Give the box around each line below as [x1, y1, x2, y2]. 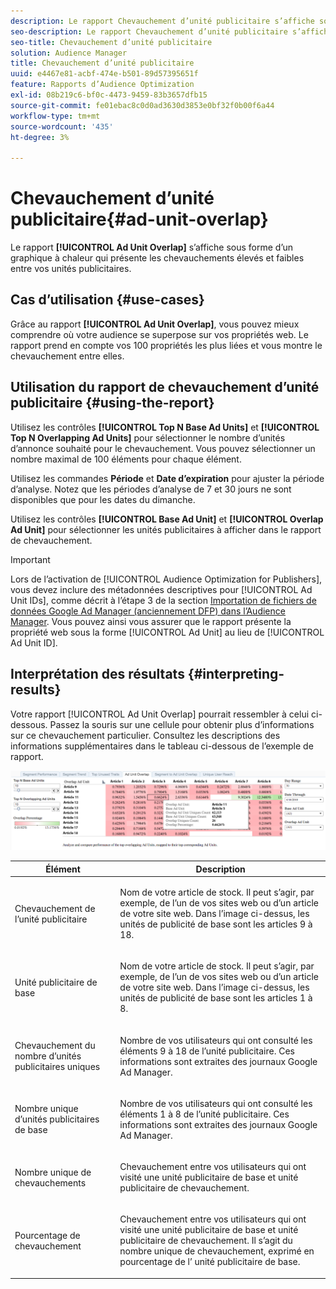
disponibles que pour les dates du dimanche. [10, 493, 196, 505]
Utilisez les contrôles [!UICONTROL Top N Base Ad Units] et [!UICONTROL [10, 421, 320, 433]
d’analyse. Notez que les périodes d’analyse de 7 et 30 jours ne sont [10, 483, 292, 495]
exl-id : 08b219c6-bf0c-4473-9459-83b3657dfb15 [10, 90, 208, 100]
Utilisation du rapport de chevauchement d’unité [10, 379, 320, 396]
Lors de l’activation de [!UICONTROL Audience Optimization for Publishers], [10, 573, 323, 585]
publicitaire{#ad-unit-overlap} [10, 208, 269, 231]
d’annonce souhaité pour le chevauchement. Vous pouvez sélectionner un [10, 442, 316, 454]
